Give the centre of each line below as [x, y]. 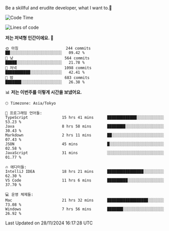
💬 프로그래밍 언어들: [24, 113]
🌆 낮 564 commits [48, 58]
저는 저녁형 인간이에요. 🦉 [30, 38]
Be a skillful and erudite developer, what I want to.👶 [59, 8]
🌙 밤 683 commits [48, 78]
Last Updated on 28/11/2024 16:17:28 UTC [49, 223]
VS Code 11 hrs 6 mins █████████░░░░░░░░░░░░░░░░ [85, 180]
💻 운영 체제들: [19, 195]
